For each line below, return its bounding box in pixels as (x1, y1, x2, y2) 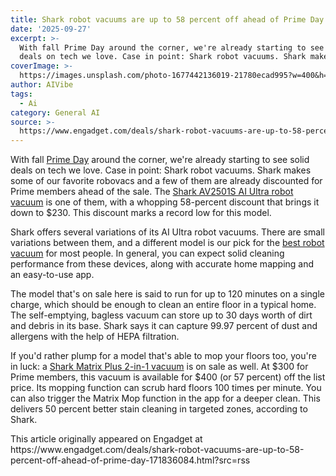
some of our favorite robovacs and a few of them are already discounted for (10, 175, 323, 187)
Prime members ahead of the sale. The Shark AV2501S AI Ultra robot (10, 186, 294, 198)
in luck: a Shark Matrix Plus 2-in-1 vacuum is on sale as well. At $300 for (10, 361, 309, 373)
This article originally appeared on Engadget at (10, 433, 203, 445)
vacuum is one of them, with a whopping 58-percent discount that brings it (10, 196, 320, 208)
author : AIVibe (10, 80, 74, 90)
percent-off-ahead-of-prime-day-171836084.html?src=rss (10, 454, 251, 466)
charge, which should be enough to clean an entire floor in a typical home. (10, 299, 317, 311)
